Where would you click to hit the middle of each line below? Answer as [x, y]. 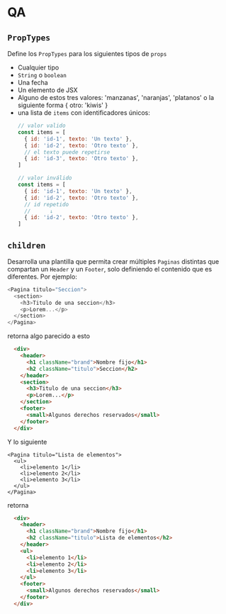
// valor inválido [45, 178]
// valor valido [41, 125]
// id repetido [47, 204]
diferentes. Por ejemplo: [43, 277]
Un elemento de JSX [47, 90]
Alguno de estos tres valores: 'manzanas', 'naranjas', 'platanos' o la [116, 97]
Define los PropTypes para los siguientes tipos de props [87, 54]
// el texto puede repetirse [67, 152]
